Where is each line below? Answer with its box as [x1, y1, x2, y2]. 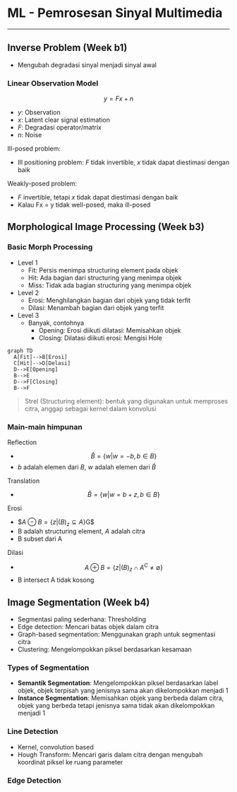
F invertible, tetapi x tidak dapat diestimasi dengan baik [17, 193, 178, 202]
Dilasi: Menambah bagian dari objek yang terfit [28, 303, 164, 312]
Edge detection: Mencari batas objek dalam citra [17, 623, 159, 631]
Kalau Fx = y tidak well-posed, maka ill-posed [17, 200, 151, 210]
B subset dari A [17, 534, 63, 543]
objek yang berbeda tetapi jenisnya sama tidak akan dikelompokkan [17, 701, 215, 710]
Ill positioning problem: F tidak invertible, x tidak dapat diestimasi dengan [17, 158, 230, 167]
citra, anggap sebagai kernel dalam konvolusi [24, 404, 157, 413]
